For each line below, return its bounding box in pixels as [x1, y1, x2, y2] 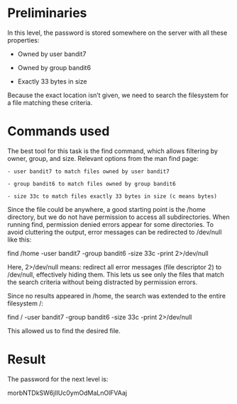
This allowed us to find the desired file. [7, 326, 121, 335]
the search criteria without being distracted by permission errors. [7, 278, 198, 286]
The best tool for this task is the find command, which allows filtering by [7, 147, 219, 155]
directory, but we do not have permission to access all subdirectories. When [7, 213, 230, 221]
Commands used [7, 123, 110, 140]
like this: [7, 235, 32, 244]
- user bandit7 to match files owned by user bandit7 [7, 168, 170, 175]
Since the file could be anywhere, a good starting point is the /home [7, 205, 206, 213]
